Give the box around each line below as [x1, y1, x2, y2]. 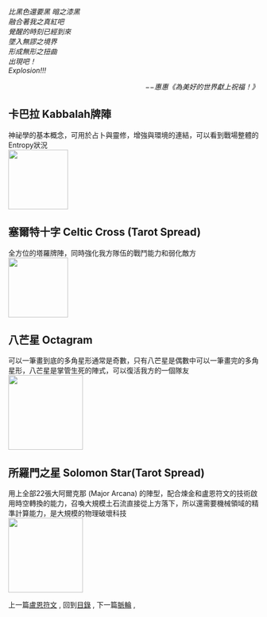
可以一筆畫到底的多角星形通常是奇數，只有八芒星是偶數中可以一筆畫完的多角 [8, 356, 259, 365]
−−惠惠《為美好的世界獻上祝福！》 [145, 82, 259, 92]
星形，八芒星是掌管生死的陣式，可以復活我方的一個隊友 [8, 365, 189, 376]
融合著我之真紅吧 [8, 17, 64, 26]
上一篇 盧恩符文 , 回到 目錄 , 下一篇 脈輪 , [8, 600, 136, 610]
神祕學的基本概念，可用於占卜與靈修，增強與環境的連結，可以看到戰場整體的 [8, 130, 259, 139]
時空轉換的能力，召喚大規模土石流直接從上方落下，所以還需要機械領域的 [14, 498, 252, 508]
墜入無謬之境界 [8, 37, 57, 46]
